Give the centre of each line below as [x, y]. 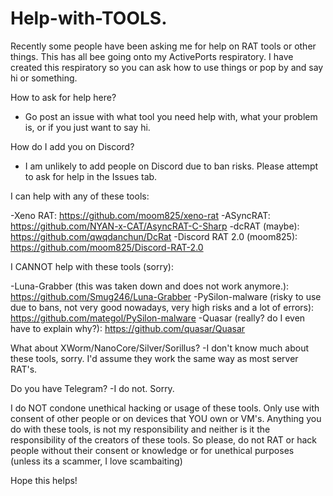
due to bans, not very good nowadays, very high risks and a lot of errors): [162, 307]
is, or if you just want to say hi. [87, 127]
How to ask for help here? [63, 97]
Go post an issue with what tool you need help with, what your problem [171, 116]
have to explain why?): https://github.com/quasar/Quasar [128, 328]
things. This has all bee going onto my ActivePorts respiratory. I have [152, 56]
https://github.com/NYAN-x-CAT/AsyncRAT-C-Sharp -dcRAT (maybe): [155, 226]
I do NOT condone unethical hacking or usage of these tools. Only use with [165, 408]
